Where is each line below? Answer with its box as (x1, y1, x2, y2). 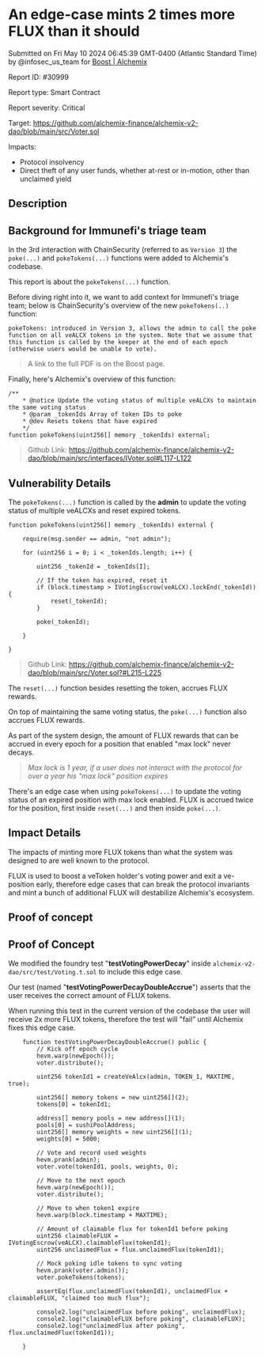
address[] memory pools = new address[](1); (36, 1114, 186, 1122)
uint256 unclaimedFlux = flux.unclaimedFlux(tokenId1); (36, 1246, 225, 1254)
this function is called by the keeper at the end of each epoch (8, 339, 228, 346)
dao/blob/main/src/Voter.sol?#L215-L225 (27, 668, 162, 677)
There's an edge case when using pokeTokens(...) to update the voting (8, 786, 241, 796)
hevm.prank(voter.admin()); (36, 1266, 129, 1274)
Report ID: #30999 (8, 72, 70, 81)
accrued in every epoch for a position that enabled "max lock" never (8, 739, 231, 748)
